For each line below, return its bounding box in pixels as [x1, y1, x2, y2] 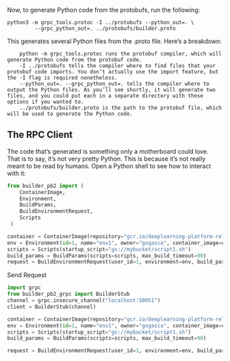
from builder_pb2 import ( [7, 182, 84, 189]
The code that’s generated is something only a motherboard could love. [7, 147, 209, 155]
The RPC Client [7, 129, 73, 141]
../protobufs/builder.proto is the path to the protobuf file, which [19, 104, 222, 111]
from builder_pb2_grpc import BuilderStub [7, 291, 130, 298]
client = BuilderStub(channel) [7, 303, 97, 310]
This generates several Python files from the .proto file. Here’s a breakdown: [7, 37, 222, 45]
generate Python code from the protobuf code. [7, 56, 142, 63]
